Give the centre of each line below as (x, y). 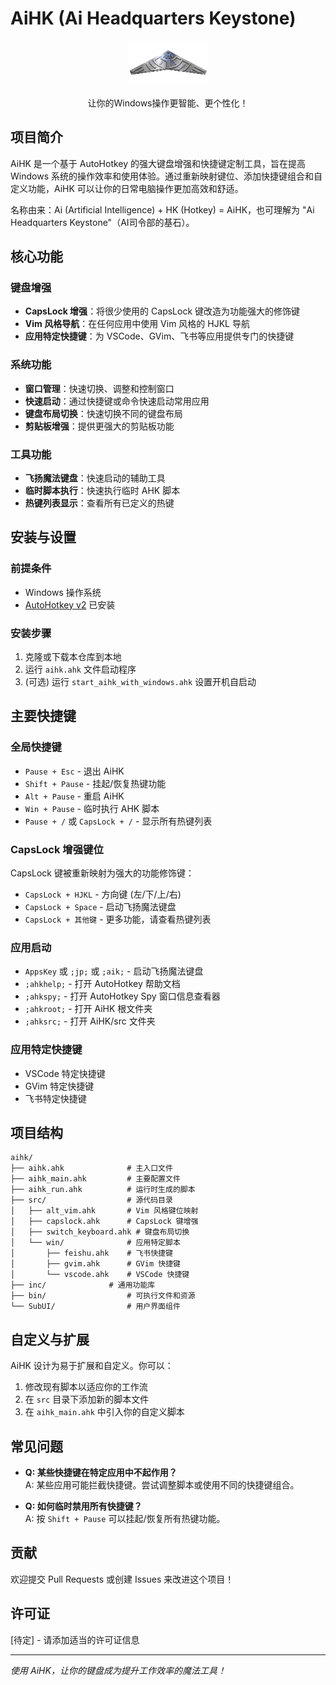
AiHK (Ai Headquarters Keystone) (153, 18)
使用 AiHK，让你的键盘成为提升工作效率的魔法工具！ (118, 1670)
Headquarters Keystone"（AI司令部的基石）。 (102, 222)
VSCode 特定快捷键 (65, 1073)
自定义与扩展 (50, 1339)
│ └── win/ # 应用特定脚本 (95, 1243)
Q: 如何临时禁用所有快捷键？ (83, 1506)
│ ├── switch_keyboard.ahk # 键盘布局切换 (100, 1232)
